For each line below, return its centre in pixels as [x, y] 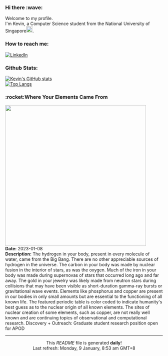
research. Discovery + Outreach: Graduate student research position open [82, 323]
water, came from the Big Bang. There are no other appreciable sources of [82, 259]
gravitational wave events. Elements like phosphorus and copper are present [84, 291]
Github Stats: [22, 68]
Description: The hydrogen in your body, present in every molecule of [77, 254]
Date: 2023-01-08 [24, 249]
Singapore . [19, 31]
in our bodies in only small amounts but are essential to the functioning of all [84, 296]
